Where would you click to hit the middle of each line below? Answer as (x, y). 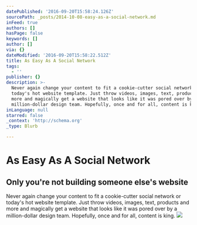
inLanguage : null (27, 110)
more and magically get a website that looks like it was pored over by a (92, 209)
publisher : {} (23, 77)
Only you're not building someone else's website (97, 182)
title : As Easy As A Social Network (51, 61)
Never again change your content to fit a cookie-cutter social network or (94, 196)
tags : (13, 66)
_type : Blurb (22, 126)
